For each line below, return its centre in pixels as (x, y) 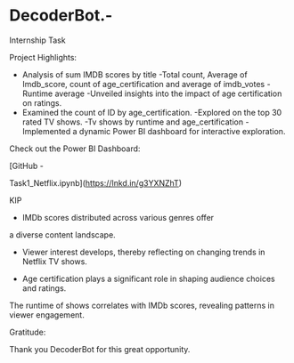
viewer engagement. (47, 315)
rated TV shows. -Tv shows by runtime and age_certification (132, 122)
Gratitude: (28, 332)
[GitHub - (27, 165)
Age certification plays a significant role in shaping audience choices (148, 278)
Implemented (46, 131)
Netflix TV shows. (54, 261)
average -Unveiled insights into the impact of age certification (168, 93)
